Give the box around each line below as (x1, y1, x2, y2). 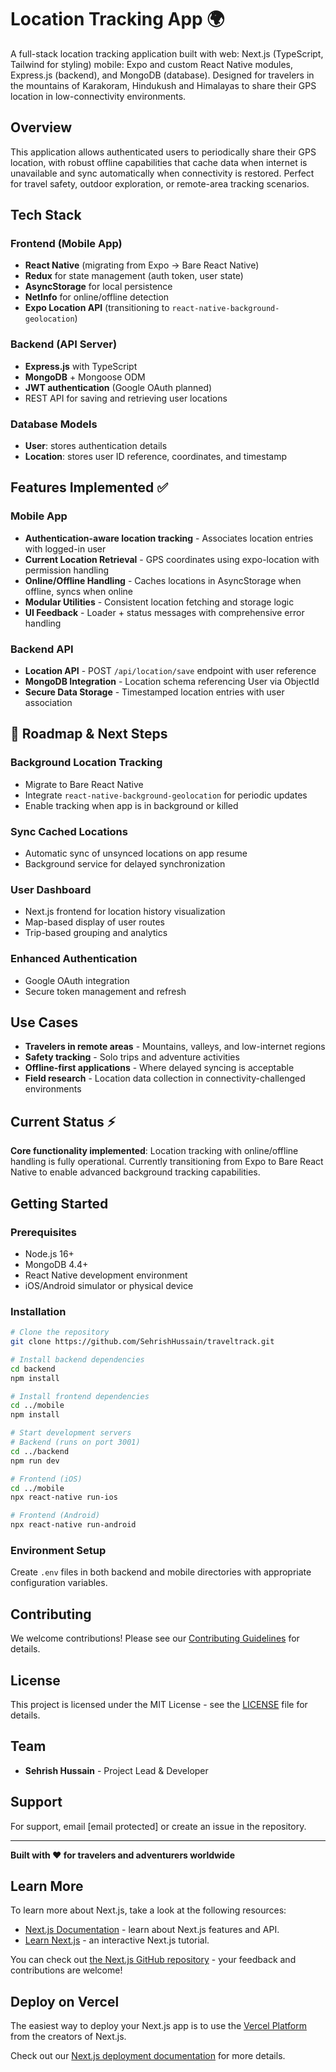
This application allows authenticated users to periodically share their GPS (10, 146, 317, 158)
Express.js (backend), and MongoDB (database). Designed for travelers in (10, 69, 315, 81)
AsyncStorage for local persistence (24, 281, 173, 293)
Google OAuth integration (24, 974, 130, 986)
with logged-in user (24, 542, 107, 555)
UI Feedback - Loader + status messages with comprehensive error (24, 606, 305, 618)
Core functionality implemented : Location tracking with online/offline (10, 1145, 299, 1157)
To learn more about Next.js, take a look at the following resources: (10, 1904, 287, 1916)
